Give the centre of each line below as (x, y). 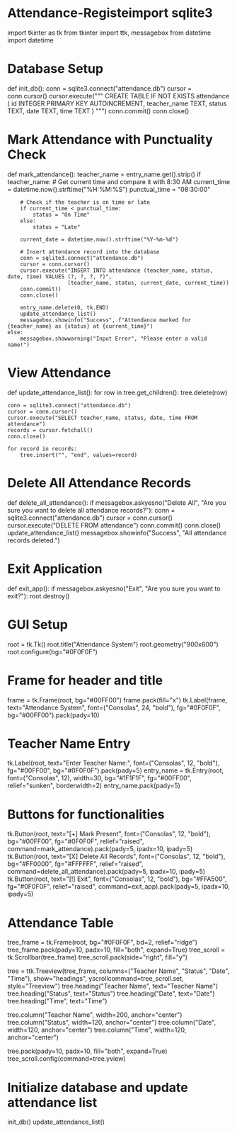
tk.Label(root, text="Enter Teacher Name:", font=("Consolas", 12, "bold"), (114, 763)
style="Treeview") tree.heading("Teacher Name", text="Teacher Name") (113, 986)
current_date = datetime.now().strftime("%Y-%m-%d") (99, 239)
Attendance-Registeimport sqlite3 (110, 13)
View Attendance (59, 372)
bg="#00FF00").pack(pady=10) (54, 715)
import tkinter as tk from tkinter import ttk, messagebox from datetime (109, 33)
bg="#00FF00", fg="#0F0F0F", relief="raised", (76, 841)
